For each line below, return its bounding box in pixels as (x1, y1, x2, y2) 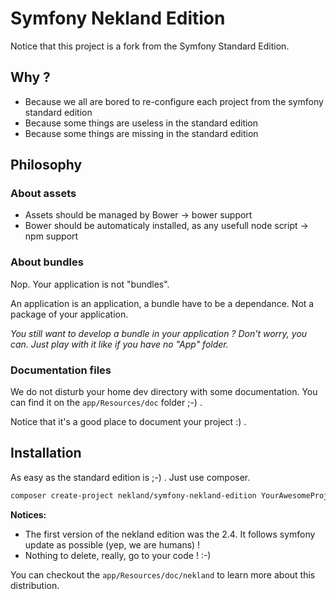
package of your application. (10, 308, 129, 320)
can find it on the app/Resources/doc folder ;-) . (10, 397, 203, 409)
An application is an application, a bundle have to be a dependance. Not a (10, 297, 315, 309)
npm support (24, 230, 79, 242)
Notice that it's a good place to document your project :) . (10, 416, 247, 428)
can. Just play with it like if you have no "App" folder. (10, 338, 229, 350)
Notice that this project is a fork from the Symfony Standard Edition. (10, 40, 290, 52)
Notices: (10, 508, 47, 521)
